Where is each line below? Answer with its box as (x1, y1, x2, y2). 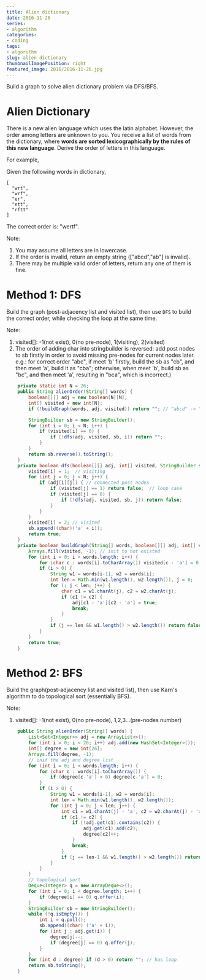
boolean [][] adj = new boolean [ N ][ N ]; (28, 394, 128, 400)
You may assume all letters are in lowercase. (15, 247, 128, 254)
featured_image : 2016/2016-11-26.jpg (6, 66, 103, 72)
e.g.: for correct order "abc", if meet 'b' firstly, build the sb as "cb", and (15, 358, 194, 365)
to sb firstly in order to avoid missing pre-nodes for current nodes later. (15, 351, 195, 359)
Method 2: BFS (6, 666, 83, 680)
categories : (6, 32, 37, 38)
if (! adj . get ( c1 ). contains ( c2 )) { (72, 820, 161, 826)
